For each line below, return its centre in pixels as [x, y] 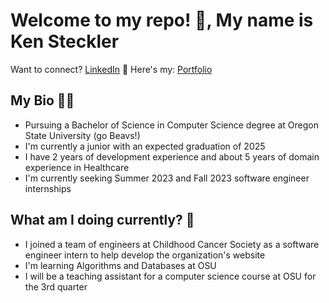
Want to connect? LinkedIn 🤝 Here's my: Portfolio [111, 69]
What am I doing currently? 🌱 [102, 220]
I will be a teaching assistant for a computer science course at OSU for [170, 276]
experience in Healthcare [77, 167]
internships [48, 188]
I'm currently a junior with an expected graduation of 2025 [145, 146]
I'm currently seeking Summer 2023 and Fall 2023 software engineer [167, 178]
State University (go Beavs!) [82, 135]
